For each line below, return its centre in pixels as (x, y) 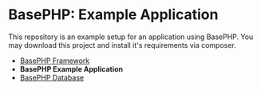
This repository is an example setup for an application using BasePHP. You (131, 37)
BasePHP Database (52, 77)
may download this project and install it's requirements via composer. (123, 45)
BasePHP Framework (55, 61)
